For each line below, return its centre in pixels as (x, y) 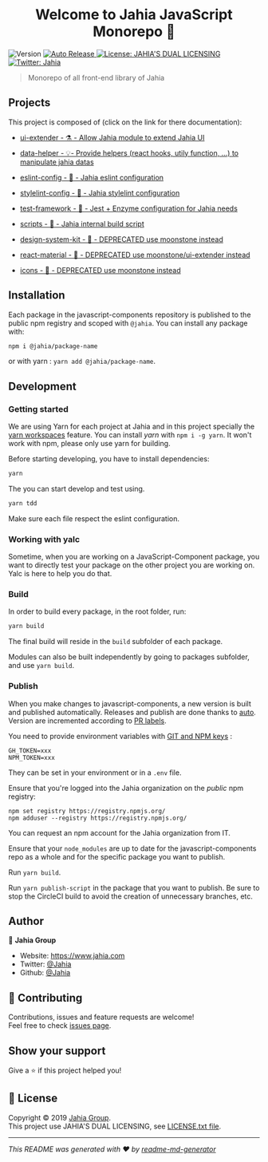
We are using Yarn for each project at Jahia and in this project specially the (132, 427)
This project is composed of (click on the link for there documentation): (125, 122)
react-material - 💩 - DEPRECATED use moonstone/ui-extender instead (135, 255)
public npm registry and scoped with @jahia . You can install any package (128, 323)
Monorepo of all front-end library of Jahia (96, 77)
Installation (37, 296)
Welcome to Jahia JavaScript (134, 15)
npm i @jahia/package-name (53, 346)
